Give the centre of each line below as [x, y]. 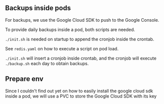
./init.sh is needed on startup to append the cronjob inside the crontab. [80, 39]
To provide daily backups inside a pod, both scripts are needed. [70, 30]
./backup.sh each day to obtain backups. [47, 63]
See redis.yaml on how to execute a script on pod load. [62, 48]
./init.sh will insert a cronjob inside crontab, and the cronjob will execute [81, 58]
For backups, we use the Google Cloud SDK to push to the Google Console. [82, 20]
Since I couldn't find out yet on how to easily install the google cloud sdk [79, 91]
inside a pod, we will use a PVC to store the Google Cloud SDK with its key [81, 96]
